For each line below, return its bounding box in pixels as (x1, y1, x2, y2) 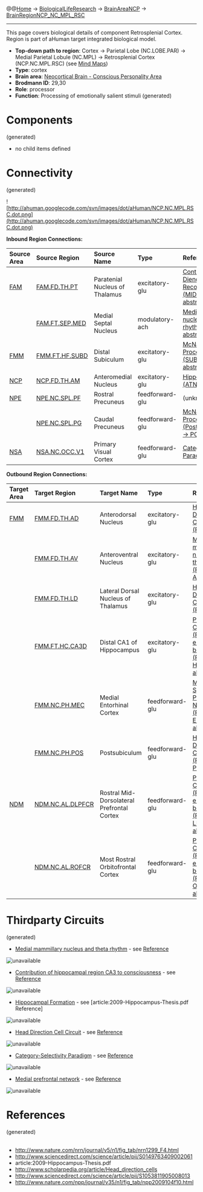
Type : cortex (14, 67, 47, 73)
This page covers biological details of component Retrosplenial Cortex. (6, 29, 183, 36)
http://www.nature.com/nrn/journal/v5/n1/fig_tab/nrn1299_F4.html (14, 1146, 179, 1153)
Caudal (93, 414, 114, 423)
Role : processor (14, 86, 56, 93)
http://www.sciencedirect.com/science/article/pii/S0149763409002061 (14, 1153, 193, 1160)
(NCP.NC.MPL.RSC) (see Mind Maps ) (14, 60, 108, 67)
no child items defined (14, 145, 71, 152)
